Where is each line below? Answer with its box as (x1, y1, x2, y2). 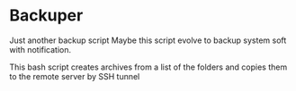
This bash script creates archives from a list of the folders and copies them (9, 62, 288, 72)
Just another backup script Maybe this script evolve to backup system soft (9, 35, 287, 45)
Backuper (9, 5, 84, 26)
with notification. (9, 44, 72, 54)
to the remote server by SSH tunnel (9, 70, 140, 81)
